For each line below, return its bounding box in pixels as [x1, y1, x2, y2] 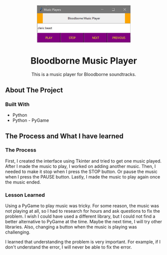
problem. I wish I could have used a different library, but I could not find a [5, 213, 156, 219]
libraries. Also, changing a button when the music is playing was [5, 224, 137, 230]
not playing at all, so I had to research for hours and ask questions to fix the [5, 208, 161, 214]
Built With [5, 100, 30, 107]
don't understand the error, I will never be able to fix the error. [5, 244, 132, 250]
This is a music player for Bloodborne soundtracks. [31, 72, 136, 78]
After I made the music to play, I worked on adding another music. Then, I [5, 163, 156, 169]
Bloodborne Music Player [30, 55, 137, 66]
